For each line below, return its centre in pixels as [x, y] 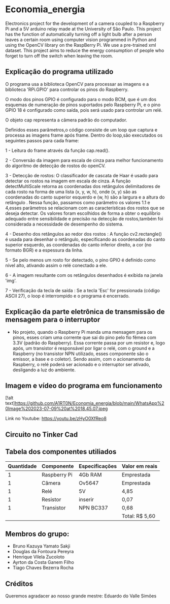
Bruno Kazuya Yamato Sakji [41, 546]
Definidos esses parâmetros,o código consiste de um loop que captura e [81, 130]
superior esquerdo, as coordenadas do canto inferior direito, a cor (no [78, 244]
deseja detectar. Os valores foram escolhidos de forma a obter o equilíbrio [83, 213]
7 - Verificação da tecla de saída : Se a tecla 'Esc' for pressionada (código [82, 290]
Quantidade [22, 466]
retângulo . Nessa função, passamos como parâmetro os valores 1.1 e [78, 202]
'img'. [11, 280]
